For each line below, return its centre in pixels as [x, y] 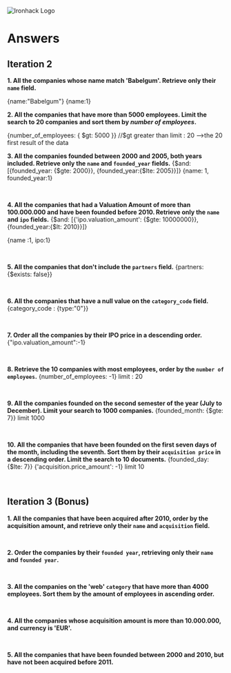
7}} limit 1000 [26, 418]
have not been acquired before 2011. [60, 662]
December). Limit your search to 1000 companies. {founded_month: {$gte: [115, 410]
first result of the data [38, 143]
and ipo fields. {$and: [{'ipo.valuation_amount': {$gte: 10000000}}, [103, 220]
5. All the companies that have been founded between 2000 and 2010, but [115, 654]
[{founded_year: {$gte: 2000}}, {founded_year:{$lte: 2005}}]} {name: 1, [108, 170]
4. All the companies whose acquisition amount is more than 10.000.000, [114, 621]
